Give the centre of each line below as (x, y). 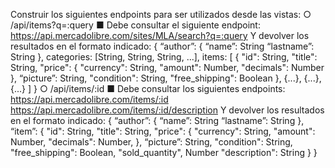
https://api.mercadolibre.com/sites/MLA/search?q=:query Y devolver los (160, 35)
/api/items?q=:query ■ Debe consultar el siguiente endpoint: (135, 25)
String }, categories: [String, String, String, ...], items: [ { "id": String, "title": (164, 57)
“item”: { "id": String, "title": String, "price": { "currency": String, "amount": (163, 131)
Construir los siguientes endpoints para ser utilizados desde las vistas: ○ (161, 14)
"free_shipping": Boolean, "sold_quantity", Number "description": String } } (164, 152)
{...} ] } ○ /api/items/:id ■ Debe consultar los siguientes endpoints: (148, 88)
